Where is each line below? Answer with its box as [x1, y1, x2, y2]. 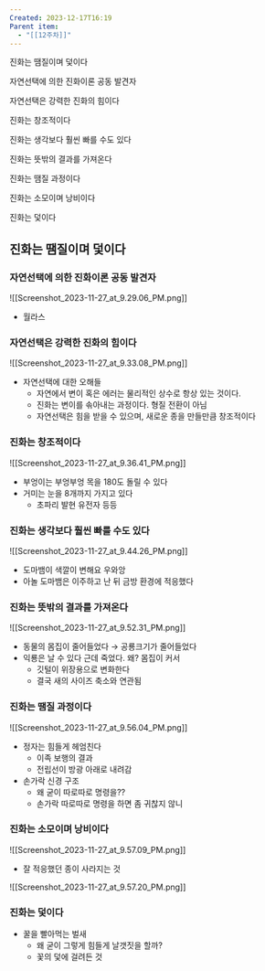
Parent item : [9, 22, 59, 31]
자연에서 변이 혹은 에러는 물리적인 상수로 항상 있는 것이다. [36, 388, 242, 399]
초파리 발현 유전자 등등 [36, 499, 118, 510]
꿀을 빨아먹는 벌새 [22, 929, 87, 940]
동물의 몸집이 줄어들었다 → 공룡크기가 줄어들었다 [22, 641, 197, 652]
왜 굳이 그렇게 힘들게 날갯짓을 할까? [36, 940, 163, 951]
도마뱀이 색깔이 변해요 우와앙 [22, 564, 126, 575]
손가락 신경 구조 [22, 774, 79, 786]
